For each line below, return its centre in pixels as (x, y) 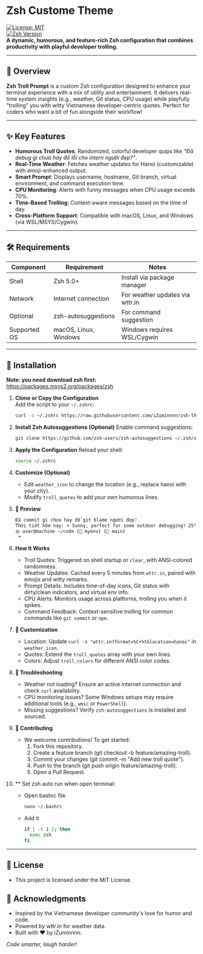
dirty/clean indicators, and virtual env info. (77, 592)
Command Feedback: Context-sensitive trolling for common (98, 612)
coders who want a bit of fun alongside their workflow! (74, 111)
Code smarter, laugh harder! (42, 944)
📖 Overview (28, 71)
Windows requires (147, 330)
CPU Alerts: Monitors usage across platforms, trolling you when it (105, 599)
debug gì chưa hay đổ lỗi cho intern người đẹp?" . (76, 157)
